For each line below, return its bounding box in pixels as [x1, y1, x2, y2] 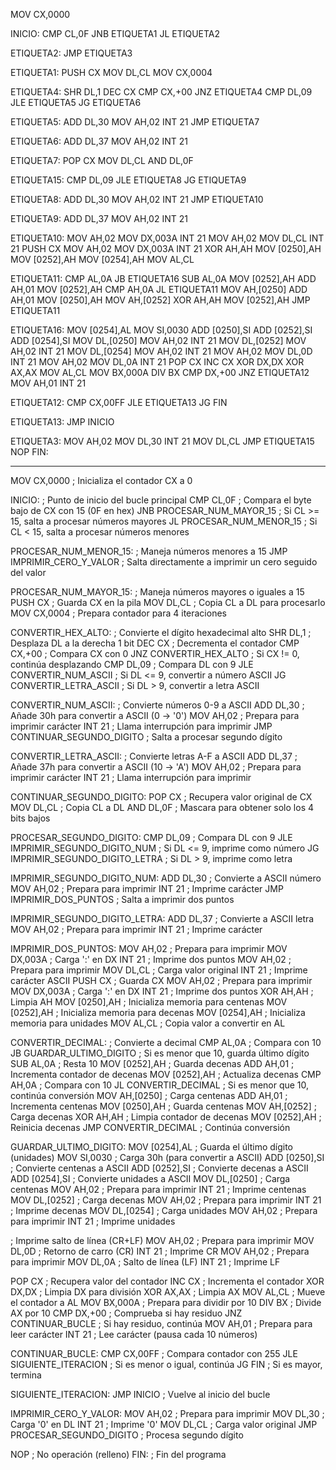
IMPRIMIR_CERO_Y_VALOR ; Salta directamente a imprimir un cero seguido [10, 556, 318, 568]
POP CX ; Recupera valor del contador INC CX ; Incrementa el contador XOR [10, 1275, 325, 1287]
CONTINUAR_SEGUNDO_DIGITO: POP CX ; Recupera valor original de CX [10, 791, 313, 803]
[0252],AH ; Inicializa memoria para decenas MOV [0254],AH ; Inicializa [10, 1007, 306, 1018]
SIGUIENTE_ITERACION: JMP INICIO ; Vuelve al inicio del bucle [10, 1389, 271, 1400]
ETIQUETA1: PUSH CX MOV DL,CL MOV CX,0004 [10, 67, 213, 78]
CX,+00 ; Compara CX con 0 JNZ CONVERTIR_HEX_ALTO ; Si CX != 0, [10, 648, 300, 659]
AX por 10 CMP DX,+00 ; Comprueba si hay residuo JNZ [10, 1307, 243, 1319]
